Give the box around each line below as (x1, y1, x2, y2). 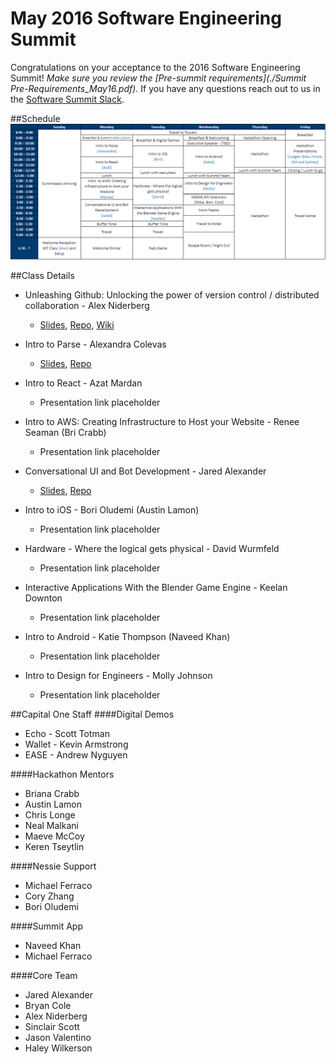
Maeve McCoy (24, 830, 85, 842)
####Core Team (10, 969, 78, 981)
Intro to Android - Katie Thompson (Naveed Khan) (24, 630, 231, 642)
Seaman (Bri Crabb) (24, 426, 107, 438)
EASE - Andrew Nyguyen (24, 748, 128, 761)
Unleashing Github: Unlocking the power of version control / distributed (24, 288, 320, 301)
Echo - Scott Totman (24, 727, 110, 739)
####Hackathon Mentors (10, 768, 115, 780)
